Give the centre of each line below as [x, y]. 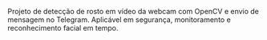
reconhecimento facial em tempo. [63, 28]
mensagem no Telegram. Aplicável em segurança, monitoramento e [119, 20]
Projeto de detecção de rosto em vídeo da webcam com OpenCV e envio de [133, 11]
